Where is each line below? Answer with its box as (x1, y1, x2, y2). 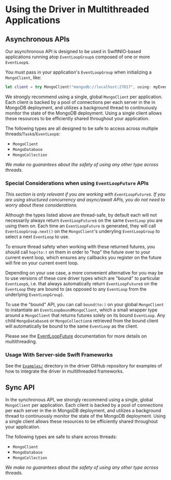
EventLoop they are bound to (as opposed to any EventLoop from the (5, 286, 147, 292)
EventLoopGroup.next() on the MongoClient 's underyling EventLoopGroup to (5, 228, 160, 235)
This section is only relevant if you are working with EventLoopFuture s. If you (5, 191, 166, 197)
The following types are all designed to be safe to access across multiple (5, 125, 158, 131)
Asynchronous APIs (5, 35, 70, 43)
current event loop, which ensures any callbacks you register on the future (5, 255, 162, 261)
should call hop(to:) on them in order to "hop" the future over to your (5, 249, 151, 255)
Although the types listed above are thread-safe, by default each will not (5, 212, 157, 218)
